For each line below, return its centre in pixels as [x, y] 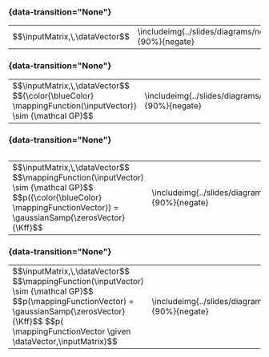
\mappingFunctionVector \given [72, 331]
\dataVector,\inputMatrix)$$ [65, 342]
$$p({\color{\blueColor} [57, 197]
